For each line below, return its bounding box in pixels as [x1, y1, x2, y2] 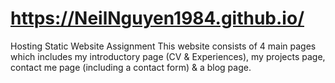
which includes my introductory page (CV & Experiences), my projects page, [10, 50, 326, 62]
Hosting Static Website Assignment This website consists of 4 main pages [10, 40, 317, 52]
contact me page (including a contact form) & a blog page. [10, 61, 252, 73]
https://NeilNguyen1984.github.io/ [10, 7, 305, 30]
